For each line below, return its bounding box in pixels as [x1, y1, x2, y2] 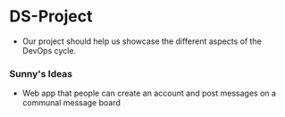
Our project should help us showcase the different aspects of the [21, 36, 262, 46]
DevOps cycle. [21, 45, 77, 55]
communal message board [21, 97, 121, 108]
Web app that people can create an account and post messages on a [21, 88, 277, 99]
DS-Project [9, 6, 93, 27]
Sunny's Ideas [9, 67, 73, 79]
